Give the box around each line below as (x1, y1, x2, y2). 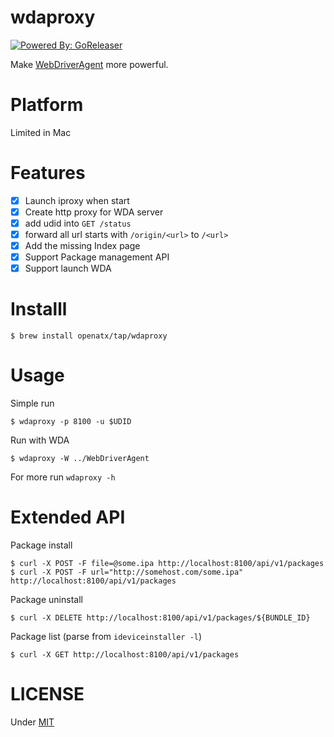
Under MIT (10, 716, 55, 728)
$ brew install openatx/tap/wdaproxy (10, 331, 168, 341)
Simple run (10, 397, 55, 410)
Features (10, 162, 86, 185)
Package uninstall (10, 594, 83, 606)
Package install (10, 539, 73, 551)
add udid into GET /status (24, 217, 132, 229)
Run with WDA (10, 434, 70, 446)
